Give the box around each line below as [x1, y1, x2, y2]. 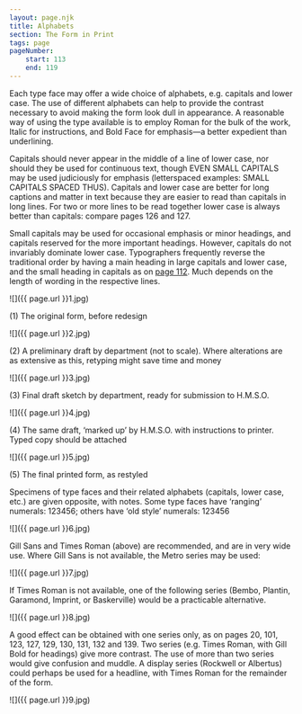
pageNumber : [9, 47, 54, 56]
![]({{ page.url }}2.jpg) [9, 327, 91, 338]
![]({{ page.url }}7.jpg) [9, 567, 90, 578]
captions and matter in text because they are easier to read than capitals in [9, 191, 287, 202]
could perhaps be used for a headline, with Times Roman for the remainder [9, 667, 288, 678]
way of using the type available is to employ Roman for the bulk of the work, [9, 116, 291, 127]
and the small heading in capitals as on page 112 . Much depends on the [9, 266, 274, 277]
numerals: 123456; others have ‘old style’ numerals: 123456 [9, 505, 230, 516]
